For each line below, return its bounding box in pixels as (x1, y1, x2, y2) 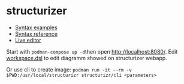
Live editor (14, 36, 42, 43)
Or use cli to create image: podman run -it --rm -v (6, 66, 132, 73)
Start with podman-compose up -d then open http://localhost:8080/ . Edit (6, 48, 178, 55)
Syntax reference (14, 30, 58, 37)
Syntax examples (14, 24, 58, 31)
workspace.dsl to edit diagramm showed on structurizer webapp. (6, 54, 168, 61)
